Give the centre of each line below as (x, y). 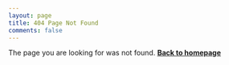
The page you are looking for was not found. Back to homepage (115, 53)
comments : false (35, 30)
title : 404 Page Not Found (53, 23)
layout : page (30, 15)
